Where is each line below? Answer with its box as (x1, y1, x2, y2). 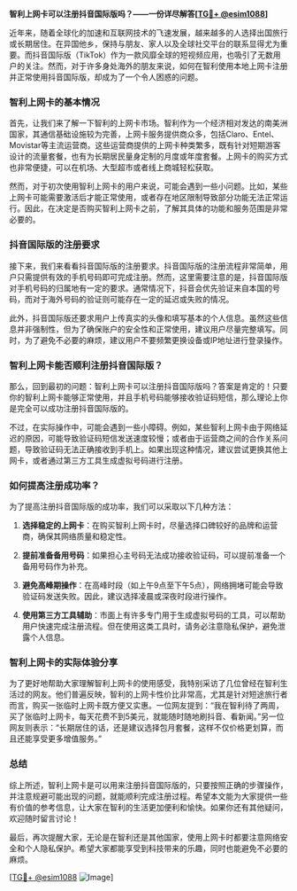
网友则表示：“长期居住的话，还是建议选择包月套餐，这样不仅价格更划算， (9, 723, 277, 733)
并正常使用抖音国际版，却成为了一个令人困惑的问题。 (9, 72, 203, 82)
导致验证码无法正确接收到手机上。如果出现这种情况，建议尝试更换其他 (24, 443, 280, 455)
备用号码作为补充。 (21, 561, 93, 572)
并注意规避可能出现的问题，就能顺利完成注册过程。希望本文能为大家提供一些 (9, 791, 288, 801)
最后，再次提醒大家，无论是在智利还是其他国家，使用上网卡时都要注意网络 (9, 832, 280, 842)
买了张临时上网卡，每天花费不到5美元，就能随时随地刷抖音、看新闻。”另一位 (9, 711, 285, 722)
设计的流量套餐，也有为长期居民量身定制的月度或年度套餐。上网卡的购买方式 (9, 151, 288, 162)
